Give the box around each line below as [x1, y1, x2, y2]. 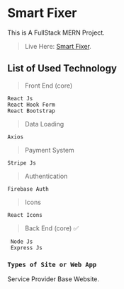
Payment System [24, 146, 74, 154]
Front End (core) [24, 81, 73, 90]
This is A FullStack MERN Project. [7, 28, 105, 37]
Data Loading [24, 119, 64, 128]
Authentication [24, 172, 68, 180]
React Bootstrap [7, 107, 55, 114]
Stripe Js [7, 159, 37, 167]
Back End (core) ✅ [24, 224, 79, 232]
